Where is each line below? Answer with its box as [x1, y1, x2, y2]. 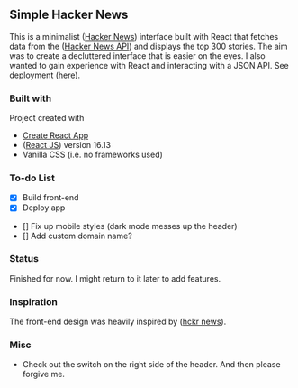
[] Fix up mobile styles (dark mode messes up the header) [22, 220, 238, 231]
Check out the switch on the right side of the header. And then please [22, 359, 281, 370]
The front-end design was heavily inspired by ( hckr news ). [9, 316, 227, 328]
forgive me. [22, 369, 66, 380]
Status [9, 253, 39, 265]
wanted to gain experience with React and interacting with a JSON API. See [9, 60, 290, 70]
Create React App [22, 130, 89, 141]
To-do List [9, 171, 56, 184]
